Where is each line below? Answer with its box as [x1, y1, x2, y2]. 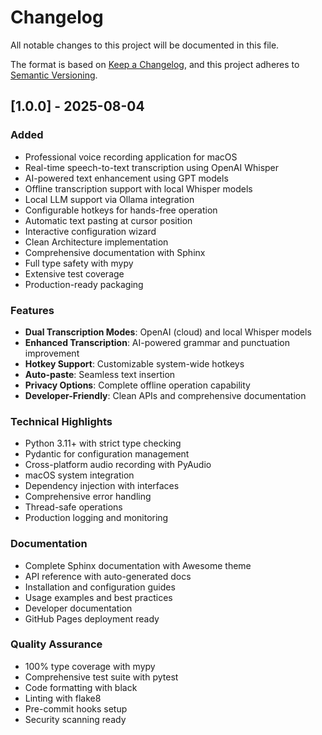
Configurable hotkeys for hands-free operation [24, 204, 218, 216]
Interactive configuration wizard [24, 225, 157, 237]
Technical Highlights [10, 414, 113, 428]
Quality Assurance [10, 637, 103, 651]
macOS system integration [24, 469, 135, 481]
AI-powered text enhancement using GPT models [24, 172, 229, 184]
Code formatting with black [24, 681, 138, 693]
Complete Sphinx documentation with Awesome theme [24, 559, 252, 571]
